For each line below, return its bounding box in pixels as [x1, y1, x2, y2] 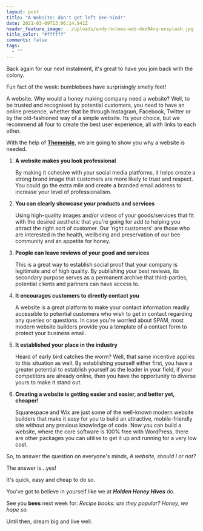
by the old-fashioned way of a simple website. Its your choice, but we [6, 114, 180, 121]
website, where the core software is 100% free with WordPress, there [15, 428, 189, 435]
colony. [6, 71, 25, 79]
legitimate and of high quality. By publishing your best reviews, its [15, 267, 179, 275]
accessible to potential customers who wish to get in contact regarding [15, 310, 193, 317]
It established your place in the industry [15, 341, 118, 349]
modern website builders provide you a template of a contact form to [15, 322, 187, 330]
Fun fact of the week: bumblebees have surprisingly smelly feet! [6, 83, 167, 90]
